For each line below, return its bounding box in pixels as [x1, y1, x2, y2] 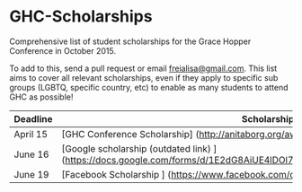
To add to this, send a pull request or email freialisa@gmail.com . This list [9, 63, 278, 74]
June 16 [13, 148, 49, 161]
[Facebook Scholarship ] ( [61, 168, 172, 180]
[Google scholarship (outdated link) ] [61, 142, 218, 154]
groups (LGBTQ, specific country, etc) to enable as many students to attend [9, 82, 289, 92]
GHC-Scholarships [9, 6, 153, 27]
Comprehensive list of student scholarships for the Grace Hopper [9, 36, 252, 47]
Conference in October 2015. [9, 45, 117, 56]
